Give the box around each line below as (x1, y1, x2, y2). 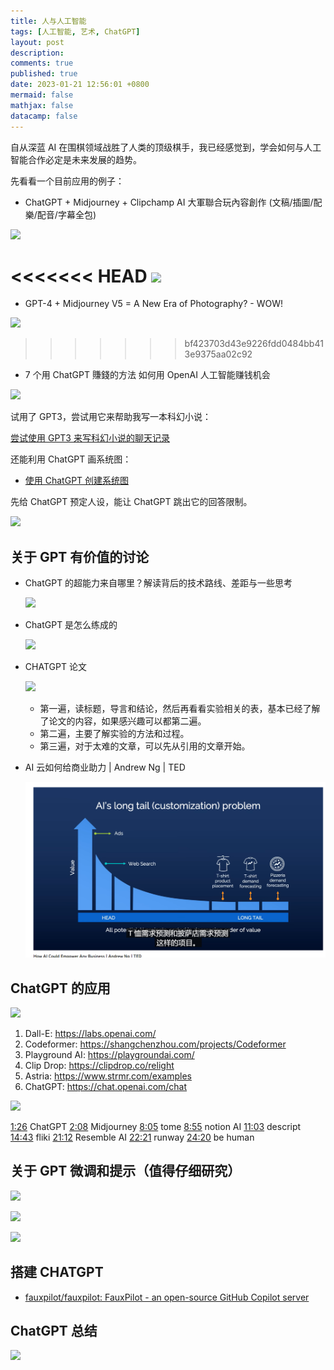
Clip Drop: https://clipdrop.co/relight (24, 1059, 175, 1071)
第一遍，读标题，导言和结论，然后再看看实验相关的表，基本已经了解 (39, 703, 321, 715)
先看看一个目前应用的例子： (10, 175, 125, 187)
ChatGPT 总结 (10, 1322, 98, 1339)
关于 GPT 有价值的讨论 (10, 548, 150, 565)
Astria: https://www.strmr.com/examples (24, 1070, 192, 1082)
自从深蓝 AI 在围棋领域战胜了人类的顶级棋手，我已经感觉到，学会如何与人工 (10, 141, 322, 153)
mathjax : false (10, 100, 74, 110)
